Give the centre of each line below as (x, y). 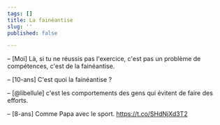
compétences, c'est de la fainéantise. (61, 66)
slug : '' (20, 26)
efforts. (18, 101)
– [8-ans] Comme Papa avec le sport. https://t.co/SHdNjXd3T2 (97, 114)
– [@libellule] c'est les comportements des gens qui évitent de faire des (110, 93)
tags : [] (20, 14)
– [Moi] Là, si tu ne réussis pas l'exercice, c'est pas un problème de (104, 59)
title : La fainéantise (40, 20)
